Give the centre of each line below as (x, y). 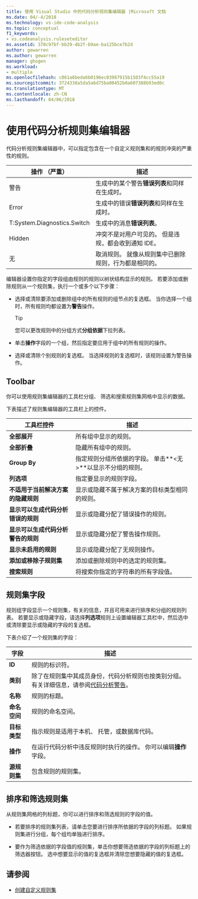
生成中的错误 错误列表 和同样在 (137, 203)
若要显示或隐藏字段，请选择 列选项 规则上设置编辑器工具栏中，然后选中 (103, 617)
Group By (23, 463)
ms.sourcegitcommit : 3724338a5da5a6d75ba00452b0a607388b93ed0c (85, 83)
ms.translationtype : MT (35, 89)
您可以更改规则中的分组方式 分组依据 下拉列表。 (71, 330)
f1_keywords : (22, 34)
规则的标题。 (49, 696)
